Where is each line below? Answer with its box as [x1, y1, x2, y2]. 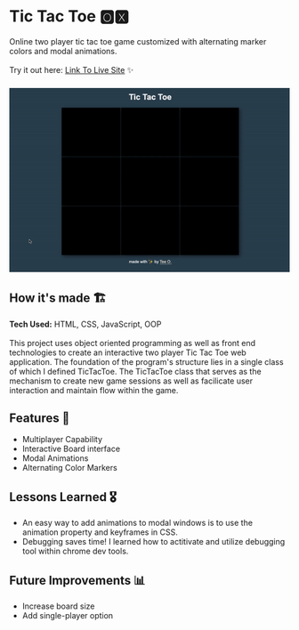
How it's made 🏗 [9, 291, 107, 306]
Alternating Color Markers [21, 463, 117, 473]
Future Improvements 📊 [9, 572, 146, 588]
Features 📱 [9, 411, 70, 426]
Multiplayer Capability [21, 434, 102, 445]
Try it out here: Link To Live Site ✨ [9, 64, 134, 75]
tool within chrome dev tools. [21, 545, 129, 557]
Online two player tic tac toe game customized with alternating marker [9, 36, 267, 46]
